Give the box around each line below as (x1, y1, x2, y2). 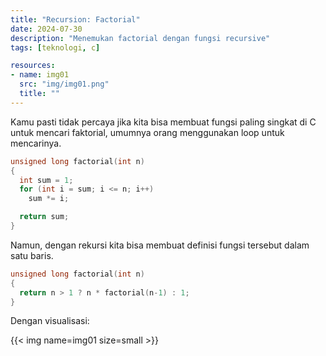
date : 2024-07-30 (10, 24, 83, 34)
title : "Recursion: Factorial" (10, 14, 141, 25)
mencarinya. (10, 137, 62, 149)
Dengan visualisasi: (10, 315, 90, 327)
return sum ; (19, 212, 70, 222)
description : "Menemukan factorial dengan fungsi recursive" (10, 33, 271, 43)
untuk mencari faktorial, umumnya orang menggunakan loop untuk (10, 126, 285, 138)
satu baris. (10, 249, 54, 261)
